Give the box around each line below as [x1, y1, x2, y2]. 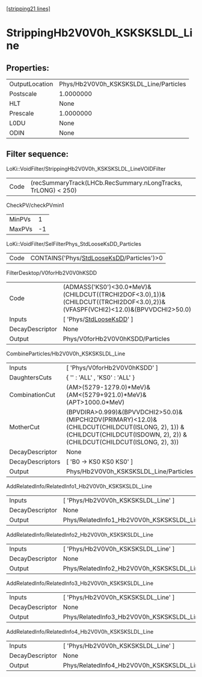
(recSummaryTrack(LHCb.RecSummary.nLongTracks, [30, 179, 183, 187]
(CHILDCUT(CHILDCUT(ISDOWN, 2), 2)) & [66, 430, 188, 438]
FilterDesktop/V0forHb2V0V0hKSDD [6, 269, 97, 276]
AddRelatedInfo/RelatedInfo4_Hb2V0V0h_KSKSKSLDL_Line [6, 628, 154, 635]
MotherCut [9, 423, 40, 431]
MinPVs [9, 215, 31, 223]
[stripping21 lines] [6, 5, 51, 12]
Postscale [9, 90, 37, 98]
